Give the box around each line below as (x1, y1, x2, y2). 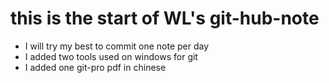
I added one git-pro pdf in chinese (24, 61, 167, 73)
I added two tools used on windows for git (24, 50, 198, 62)
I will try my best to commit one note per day (24, 40, 210, 52)
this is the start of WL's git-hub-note (10, 7, 320, 30)
